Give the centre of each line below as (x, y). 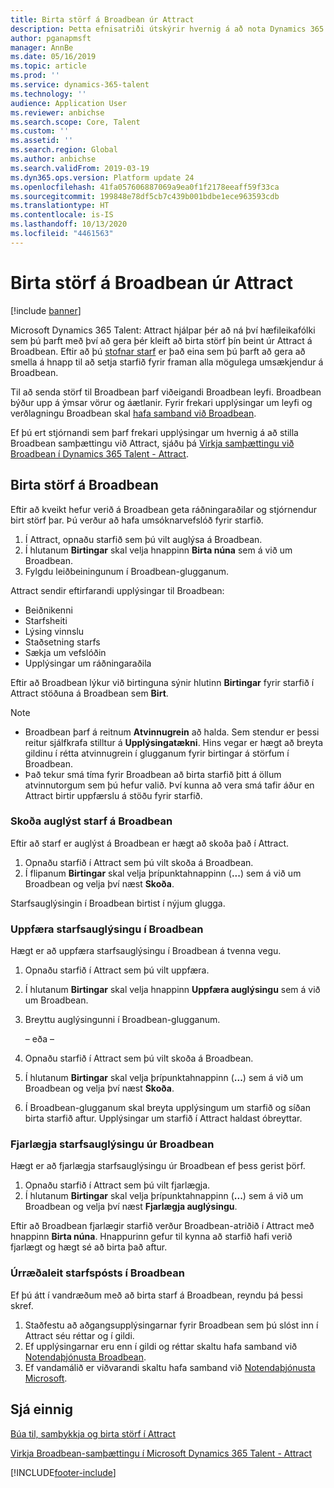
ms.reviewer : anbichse (57, 112)
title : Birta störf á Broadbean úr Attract (102, 19)
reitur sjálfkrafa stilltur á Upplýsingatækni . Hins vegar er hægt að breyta (174, 742)
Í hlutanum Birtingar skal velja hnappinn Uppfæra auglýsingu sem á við (172, 990)
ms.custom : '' (40, 131)
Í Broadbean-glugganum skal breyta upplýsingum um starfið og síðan (167, 1108)
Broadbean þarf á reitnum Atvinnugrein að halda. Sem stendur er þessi (172, 732)
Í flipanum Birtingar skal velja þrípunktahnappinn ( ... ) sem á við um (163, 873)
